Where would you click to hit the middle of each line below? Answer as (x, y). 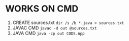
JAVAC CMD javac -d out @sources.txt (55, 27)
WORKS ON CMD (42, 9)
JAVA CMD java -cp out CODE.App (49, 33)
